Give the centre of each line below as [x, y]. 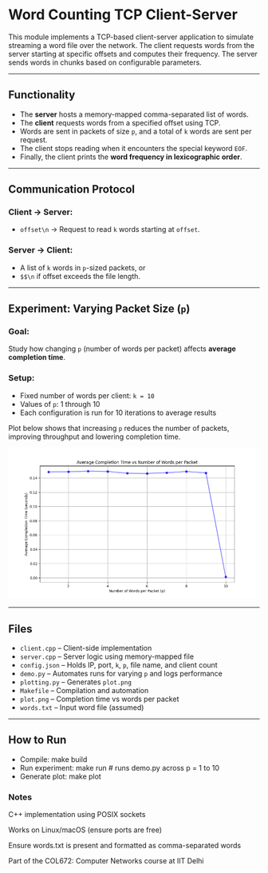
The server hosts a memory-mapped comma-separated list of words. [134, 114]
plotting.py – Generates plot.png [75, 682]
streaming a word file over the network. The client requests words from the [132, 45]
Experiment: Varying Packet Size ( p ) [99, 309]
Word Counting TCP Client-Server [123, 15]
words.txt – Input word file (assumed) [82, 707]
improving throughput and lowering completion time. [95, 436]
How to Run [37, 740]
